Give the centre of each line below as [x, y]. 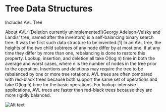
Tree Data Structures [49, 9]
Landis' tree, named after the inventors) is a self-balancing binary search [80, 37]
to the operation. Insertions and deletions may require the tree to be [74, 69]
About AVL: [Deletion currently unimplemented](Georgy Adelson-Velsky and [83, 32]
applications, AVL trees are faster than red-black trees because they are [79, 90]
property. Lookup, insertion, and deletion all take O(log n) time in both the [80, 58]
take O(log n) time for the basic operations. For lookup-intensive [71, 84]
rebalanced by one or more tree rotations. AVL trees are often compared [79, 74]
